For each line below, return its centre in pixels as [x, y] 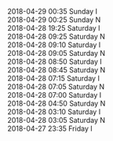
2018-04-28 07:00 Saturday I [55, 95]
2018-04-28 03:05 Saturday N [56, 120]
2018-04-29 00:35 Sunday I [53, 11]
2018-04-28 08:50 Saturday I [55, 61]
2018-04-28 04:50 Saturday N [56, 103]
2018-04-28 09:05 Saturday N [56, 53]
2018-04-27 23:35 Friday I [50, 128]
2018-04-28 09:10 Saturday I [54, 45]
